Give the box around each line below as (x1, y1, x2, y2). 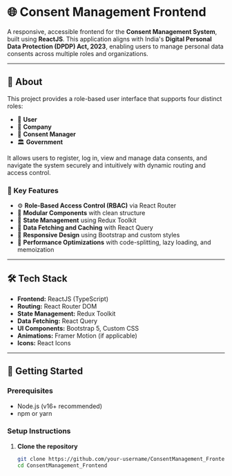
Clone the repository (17, 442, 78, 450)
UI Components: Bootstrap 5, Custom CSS (17, 324, 139, 332)
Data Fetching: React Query (17, 316, 98, 325)
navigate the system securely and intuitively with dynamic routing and (7, 161, 206, 170)
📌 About (7, 76, 43, 88)
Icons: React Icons (17, 338, 71, 347)
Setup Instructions (7, 426, 71, 436)
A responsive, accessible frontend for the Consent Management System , (7, 27, 217, 35)
